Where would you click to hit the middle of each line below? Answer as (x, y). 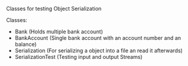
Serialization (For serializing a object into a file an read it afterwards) (99, 51)
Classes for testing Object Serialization (54, 9)
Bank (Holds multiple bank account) (59, 32)
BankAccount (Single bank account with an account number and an (98, 38)
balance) (26, 44)
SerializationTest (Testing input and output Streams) (78, 57)
